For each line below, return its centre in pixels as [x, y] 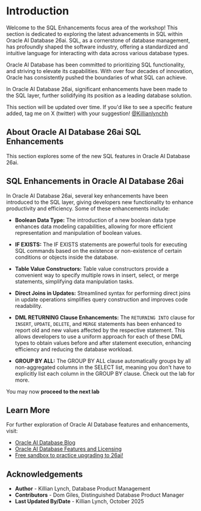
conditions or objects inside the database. [66, 257]
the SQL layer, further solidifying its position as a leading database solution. [99, 95]
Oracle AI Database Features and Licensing [68, 449]
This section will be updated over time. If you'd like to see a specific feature [99, 107]
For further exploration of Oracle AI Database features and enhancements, [98, 425]
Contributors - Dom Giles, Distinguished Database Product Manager [99, 495]
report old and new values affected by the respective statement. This [100, 330]
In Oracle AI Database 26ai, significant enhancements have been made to [97, 89]
